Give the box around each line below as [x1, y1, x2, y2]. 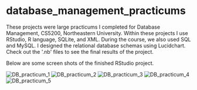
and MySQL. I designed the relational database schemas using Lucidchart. [6, 42, 186, 49]
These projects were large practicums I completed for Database [6, 23, 160, 30]
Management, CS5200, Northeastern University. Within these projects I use [6, 29, 189, 36]
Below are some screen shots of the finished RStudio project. [6, 60, 154, 67]
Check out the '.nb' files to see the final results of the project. [6, 48, 154, 55]
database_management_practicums [6, 4, 186, 18]
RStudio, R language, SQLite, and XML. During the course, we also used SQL [6, 36, 192, 43]
